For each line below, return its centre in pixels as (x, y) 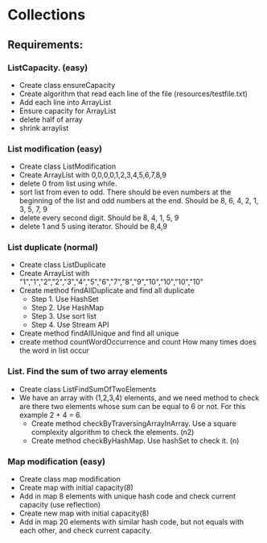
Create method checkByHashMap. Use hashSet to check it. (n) (135, 441)
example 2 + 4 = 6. (50, 415)
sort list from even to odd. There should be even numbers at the (125, 192)
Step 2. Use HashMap (68, 307)
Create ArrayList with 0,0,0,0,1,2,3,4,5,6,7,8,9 (92, 175)
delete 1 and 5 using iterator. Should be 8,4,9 (93, 227)
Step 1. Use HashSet (65, 299)
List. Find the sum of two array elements (88, 371)
